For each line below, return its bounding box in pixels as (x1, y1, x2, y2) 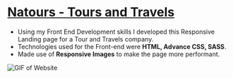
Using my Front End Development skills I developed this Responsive (17, 27, 215, 36)
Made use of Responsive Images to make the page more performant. (17, 50, 220, 58)
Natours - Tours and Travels (7, 4, 175, 20)
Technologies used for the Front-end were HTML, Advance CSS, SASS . (17, 42, 227, 51)
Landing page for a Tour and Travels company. (17, 34, 154, 43)
